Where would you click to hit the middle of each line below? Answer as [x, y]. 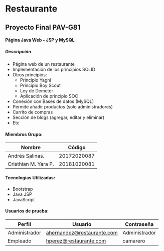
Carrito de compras [33, 112]
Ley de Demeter [37, 91]
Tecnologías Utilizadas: [30, 177]
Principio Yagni [35, 80]
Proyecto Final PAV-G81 [43, 27]
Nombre [31, 148]
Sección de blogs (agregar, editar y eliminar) [58, 117]
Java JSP [22, 194]
